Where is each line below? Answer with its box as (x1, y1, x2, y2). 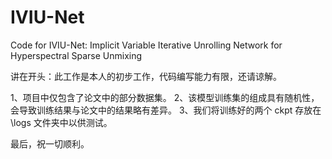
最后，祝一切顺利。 (10, 137, 90, 150)
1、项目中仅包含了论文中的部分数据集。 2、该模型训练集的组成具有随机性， (10, 91, 320, 103)
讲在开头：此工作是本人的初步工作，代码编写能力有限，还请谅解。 (10, 70, 282, 82)
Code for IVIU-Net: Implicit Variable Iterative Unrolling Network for (10, 39, 283, 51)
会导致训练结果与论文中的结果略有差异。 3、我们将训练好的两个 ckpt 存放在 (10, 104, 322, 116)
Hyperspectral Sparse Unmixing (10, 49, 143, 61)
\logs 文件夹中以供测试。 (10, 116, 113, 128)
